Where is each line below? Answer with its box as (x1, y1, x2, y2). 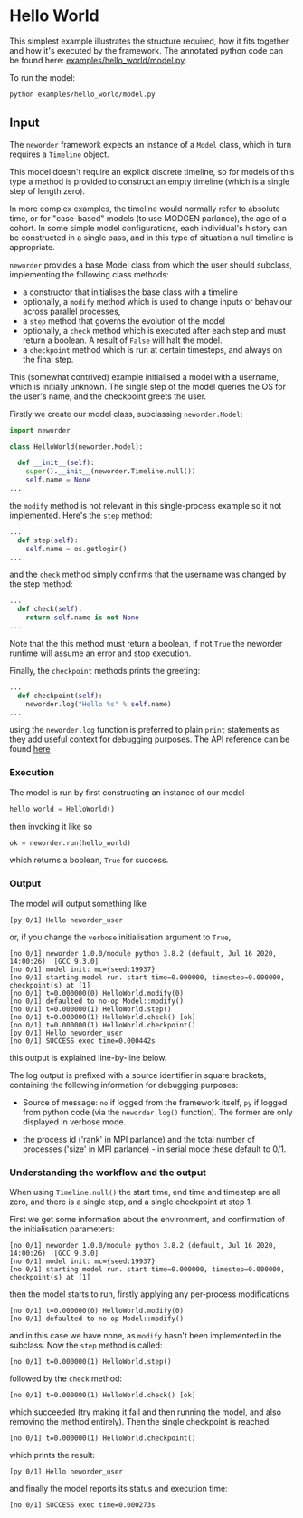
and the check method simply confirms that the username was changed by (9, 569, 287, 580)
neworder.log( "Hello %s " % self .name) (25, 699, 172, 708)
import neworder (9, 425, 71, 435)
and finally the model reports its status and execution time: (9, 1484, 228, 1494)
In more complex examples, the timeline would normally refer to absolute (9, 203, 280, 214)
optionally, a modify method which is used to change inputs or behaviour (22, 296, 293, 307)
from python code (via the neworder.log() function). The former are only (22, 1106, 293, 1117)
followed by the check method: (9, 1373, 123, 1384)
